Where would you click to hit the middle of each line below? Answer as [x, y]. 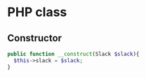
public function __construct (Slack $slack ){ [73, 54]
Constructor [34, 38]
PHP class [37, 12]
